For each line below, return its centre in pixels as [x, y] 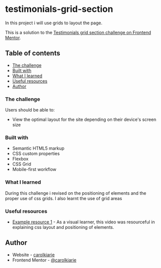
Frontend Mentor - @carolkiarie [44, 260]
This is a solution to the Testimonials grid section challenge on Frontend [78, 32]
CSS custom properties [36, 154]
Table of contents [33, 53]
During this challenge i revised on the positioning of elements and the [76, 193]
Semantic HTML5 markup [38, 148]
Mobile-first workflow [34, 169]
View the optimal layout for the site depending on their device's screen [84, 119]
